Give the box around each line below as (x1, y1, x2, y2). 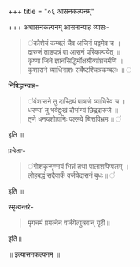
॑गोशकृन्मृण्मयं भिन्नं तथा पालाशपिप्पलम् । (27, 162, 130, 171)
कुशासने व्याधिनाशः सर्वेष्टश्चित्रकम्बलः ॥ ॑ (27, 65, 132, 74)
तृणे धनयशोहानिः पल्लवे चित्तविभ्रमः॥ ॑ (27, 115, 122, 123)
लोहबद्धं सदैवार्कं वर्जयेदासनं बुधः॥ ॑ (27, 171, 116, 180)
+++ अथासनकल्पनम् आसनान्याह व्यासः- (8, 23, 110, 32)
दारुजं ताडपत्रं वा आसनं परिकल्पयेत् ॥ (27, 47, 120, 56)
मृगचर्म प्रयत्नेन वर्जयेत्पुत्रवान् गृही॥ (27, 218, 110, 228)
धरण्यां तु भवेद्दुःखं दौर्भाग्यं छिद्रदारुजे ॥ (27, 106, 118, 115)
